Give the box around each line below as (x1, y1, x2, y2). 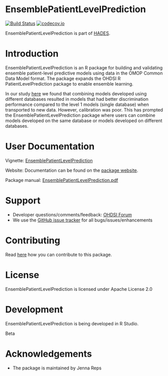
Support (5, 195, 41, 206)
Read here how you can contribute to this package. (5, 251, 112, 257)
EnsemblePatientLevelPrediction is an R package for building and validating (5, 64, 163, 70)
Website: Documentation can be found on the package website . (5, 167, 139, 173)
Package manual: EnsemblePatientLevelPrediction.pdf (5, 177, 118, 183)
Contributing (5, 235, 60, 246)
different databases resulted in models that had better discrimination (5, 96, 149, 102)
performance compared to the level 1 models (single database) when (5, 101, 149, 107)
